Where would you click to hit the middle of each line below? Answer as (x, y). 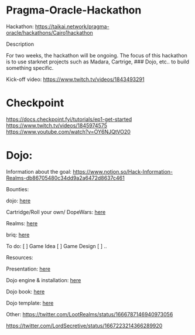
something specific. (30, 67)
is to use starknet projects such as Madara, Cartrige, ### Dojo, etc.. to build (97, 62)
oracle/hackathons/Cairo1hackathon (50, 32)
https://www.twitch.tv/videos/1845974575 (57, 125)
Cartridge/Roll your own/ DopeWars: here (56, 212)
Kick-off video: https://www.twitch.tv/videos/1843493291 (75, 79)
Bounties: (18, 189)
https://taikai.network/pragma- (72, 26)
